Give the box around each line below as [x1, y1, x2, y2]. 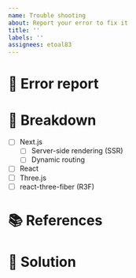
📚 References [8, 211, 103, 229]
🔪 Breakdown [8, 111, 97, 129]
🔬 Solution [8, 254, 76, 271]
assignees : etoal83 [8, 41, 72, 49]
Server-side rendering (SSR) [31, 146, 123, 156]
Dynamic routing [31, 155, 85, 164]
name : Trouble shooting [8, 11, 86, 20]
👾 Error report [8, 75, 99, 93]
